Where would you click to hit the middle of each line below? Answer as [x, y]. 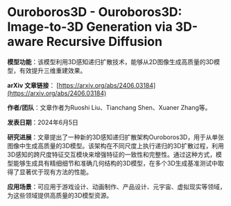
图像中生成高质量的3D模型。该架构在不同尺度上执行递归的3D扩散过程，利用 [115, 145]
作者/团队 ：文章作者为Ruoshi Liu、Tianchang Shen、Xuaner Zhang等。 [109, 107]
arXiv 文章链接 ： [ [33, 85]
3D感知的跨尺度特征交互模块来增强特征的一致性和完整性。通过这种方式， [112, 154]
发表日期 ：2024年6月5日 [43, 122]
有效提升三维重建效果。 [53, 70]
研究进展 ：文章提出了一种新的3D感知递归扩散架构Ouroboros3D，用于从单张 [115, 137]
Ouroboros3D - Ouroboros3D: [95, 12]
